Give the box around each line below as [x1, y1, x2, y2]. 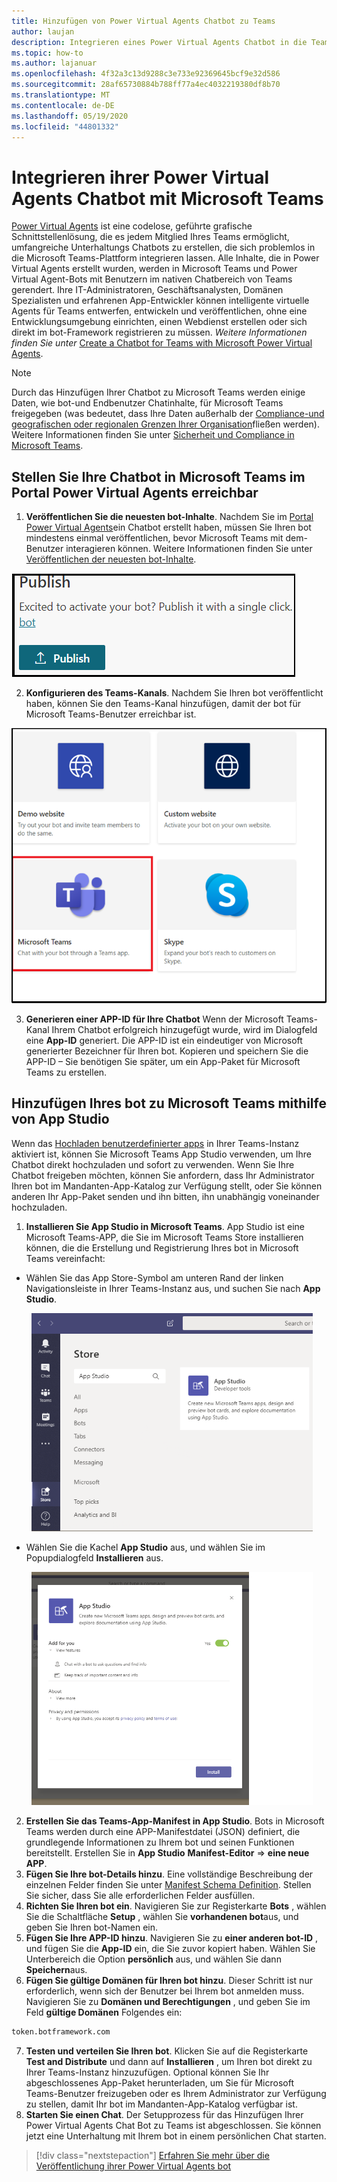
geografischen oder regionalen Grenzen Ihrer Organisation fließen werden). [11, 418, 320, 430]
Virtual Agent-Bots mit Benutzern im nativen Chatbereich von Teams [11, 273, 293, 285]
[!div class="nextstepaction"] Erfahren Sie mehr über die [35, 2149, 270, 2161]
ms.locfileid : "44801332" [11, 121, 119, 132]
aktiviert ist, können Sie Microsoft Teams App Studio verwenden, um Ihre [11, 1148, 312, 1160]
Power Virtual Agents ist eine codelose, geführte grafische [11, 220, 253, 232]
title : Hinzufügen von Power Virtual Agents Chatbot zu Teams [11, 16, 276, 26]
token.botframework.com [11, 2027, 111, 2037]
